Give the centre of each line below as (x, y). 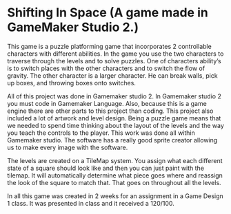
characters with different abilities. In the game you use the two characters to (115, 54)
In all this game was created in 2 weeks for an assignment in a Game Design (115, 196)
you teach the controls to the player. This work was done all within (101, 133)
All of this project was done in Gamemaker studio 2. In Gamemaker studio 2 (114, 96)
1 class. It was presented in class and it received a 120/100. (91, 203)
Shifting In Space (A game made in (108, 13)
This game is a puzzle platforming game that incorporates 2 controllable (109, 46)
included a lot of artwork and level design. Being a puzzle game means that (114, 118)
